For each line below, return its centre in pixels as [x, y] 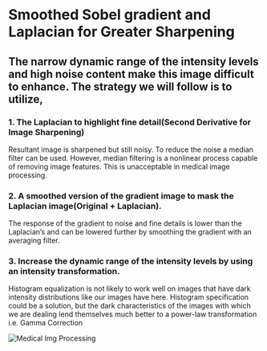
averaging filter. [34, 241]
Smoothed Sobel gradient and [109, 15]
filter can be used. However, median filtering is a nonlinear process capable [133, 157]
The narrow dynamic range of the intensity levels [133, 61]
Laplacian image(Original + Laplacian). [85, 206]
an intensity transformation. [64, 271]
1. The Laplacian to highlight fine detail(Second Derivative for [129, 122]
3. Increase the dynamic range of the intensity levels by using [131, 261]
